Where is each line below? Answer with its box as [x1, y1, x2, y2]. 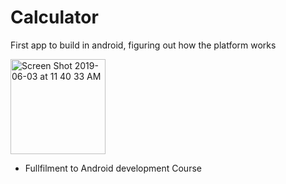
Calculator [10, 6, 99, 29]
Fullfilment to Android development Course [24, 162, 202, 174]
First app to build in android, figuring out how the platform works [10, 39, 277, 51]
